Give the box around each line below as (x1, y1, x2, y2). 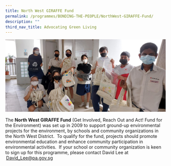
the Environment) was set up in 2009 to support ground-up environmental (5, 123, 160, 129)
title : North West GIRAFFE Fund (5, 8, 74, 13)
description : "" (5, 19, 40, 24)
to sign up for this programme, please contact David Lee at (5, 150, 129, 156)
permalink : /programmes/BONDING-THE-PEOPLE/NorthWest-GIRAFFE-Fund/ (5, 13, 154, 19)
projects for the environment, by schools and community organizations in (5, 128, 159, 134)
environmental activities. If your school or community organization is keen (5, 144, 161, 150)
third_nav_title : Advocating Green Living (5, 25, 97, 30)
